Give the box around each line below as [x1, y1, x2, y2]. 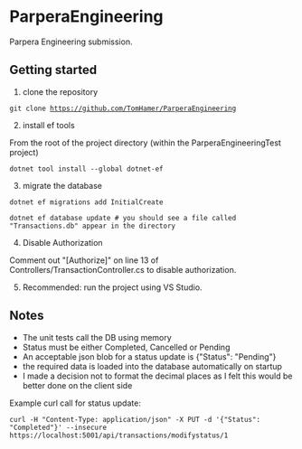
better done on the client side [22, 379, 133, 390]
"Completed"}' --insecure [9, 423, 107, 432]
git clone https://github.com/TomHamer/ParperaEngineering [9, 104, 237, 113]
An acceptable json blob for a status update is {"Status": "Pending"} [22, 351, 277, 362]
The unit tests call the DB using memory [22, 332, 172, 342]
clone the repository [22, 86, 99, 97]
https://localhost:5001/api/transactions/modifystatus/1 [9, 431, 229, 440]
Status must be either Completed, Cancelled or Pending [22, 341, 231, 352]
